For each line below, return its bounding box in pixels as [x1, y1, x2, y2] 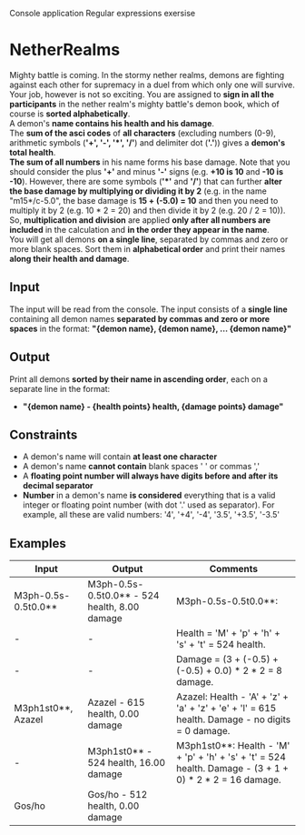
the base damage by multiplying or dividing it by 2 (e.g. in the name [9, 186, 268, 196]
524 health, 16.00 [87, 757, 166, 770]
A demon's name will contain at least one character [22, 451, 218, 462]
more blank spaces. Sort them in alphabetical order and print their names [9, 243, 286, 254]
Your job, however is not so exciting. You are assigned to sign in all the [9, 88, 275, 99]
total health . [9, 146, 56, 157]
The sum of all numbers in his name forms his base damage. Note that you [9, 156, 290, 167]
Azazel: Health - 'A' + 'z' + [176, 690, 289, 703]
